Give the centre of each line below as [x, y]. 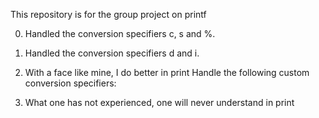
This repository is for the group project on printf [108, 14]
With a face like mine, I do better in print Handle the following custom [167, 72]
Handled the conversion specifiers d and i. [112, 53]
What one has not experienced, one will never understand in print [159, 102]
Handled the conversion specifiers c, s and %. [120, 33]
